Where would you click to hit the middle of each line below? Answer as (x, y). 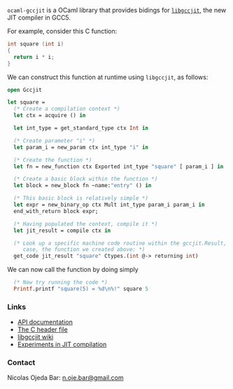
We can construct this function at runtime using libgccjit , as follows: (108, 77)
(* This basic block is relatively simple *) (81, 198)
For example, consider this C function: (62, 31)
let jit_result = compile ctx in (62, 231)
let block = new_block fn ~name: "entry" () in (83, 186)
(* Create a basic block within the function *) (86, 179)
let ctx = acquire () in (50, 116)
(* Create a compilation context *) (67, 109)
